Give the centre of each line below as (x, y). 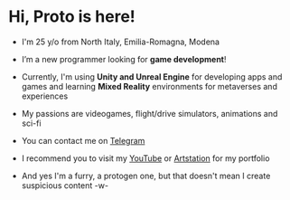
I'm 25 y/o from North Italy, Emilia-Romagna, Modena (121, 42)
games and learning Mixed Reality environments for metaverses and (149, 86)
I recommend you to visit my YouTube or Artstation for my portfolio (145, 158)
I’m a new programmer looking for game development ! (124, 59)
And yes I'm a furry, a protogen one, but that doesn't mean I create (146, 176)
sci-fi (31, 123)
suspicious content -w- (65, 185)
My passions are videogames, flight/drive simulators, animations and (150, 113)
